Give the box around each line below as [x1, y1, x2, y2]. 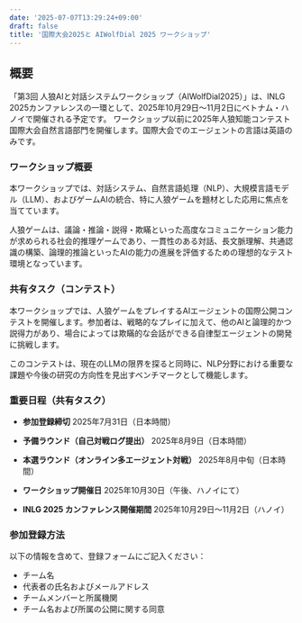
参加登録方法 [9, 528, 66, 541]
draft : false [9, 22, 59, 31]
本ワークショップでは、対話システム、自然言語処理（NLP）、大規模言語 [9, 183, 273, 194]
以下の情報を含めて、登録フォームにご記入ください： [9, 551, 206, 562]
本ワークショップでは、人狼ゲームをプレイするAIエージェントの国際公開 [9, 305, 278, 316]
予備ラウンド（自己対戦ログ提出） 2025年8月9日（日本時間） [22, 436, 252, 447]
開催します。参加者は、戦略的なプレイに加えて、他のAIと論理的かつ [40, 316, 292, 327]
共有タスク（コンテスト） [9, 283, 121, 295]
